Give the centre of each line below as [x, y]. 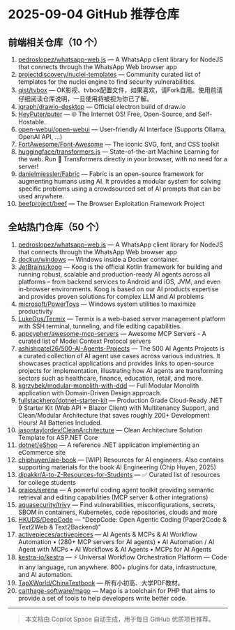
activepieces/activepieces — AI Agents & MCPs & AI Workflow [108, 534]
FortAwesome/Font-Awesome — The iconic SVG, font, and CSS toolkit [119, 144]
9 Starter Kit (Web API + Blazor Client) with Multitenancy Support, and [118, 408]
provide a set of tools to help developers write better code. [103, 598]
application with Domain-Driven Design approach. [90, 393]
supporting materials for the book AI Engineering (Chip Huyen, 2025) [117, 467]
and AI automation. [45, 574]
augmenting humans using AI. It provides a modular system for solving [119, 181]
